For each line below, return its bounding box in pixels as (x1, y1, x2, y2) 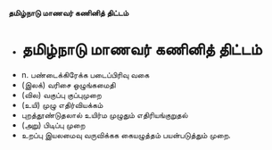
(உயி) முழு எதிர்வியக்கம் (21, 99, 103, 110)
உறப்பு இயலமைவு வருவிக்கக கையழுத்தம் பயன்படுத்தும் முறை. (21, 129, 231, 140)
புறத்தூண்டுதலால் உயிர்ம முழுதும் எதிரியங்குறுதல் (21, 109, 188, 120)
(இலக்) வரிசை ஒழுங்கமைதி (21, 79, 116, 90)
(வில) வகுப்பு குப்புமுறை (21, 89, 102, 100)
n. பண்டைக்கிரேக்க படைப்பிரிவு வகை (21, 69, 150, 79)
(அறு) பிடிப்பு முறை (21, 120, 86, 130)
